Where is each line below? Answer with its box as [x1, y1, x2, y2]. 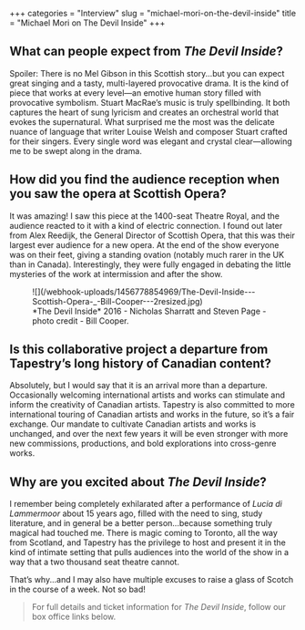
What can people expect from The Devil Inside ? [9, 44, 284, 59]
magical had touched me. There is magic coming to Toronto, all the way [9, 528, 278, 539]
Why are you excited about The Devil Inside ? [9, 474, 267, 490]
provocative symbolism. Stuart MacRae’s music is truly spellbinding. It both [9, 97, 290, 108]
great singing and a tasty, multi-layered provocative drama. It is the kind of [9, 77, 290, 88]
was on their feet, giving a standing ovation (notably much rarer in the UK [9, 249, 285, 260]
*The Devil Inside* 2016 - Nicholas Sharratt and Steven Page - [32, 305, 267, 316]
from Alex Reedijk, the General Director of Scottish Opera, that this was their [9, 230, 296, 241]
